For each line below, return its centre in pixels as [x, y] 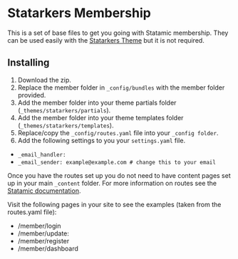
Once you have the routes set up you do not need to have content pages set [119, 175]
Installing [29, 63]
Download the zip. [44, 80]
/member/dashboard [48, 248]
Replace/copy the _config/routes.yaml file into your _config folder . [118, 132]
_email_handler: [42, 154]
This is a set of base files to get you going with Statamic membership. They [118, 33]
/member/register [43, 240]
